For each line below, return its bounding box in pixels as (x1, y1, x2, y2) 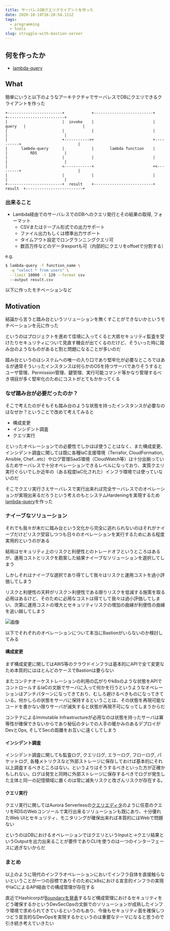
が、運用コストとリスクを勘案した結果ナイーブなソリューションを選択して (5, 555, 161, 561)
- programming (10, 21, 40, 27)
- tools (10, 26, 26, 32)
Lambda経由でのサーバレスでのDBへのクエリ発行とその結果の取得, (12, 211, 153, 217)
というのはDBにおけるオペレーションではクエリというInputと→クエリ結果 (5, 832, 160, 838)
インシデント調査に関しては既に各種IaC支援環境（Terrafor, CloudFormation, (5, 449, 164, 456)
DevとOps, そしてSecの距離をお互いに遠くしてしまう (5, 727, 117, 733)
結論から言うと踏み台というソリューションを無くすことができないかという (5, 316, 161, 322)
